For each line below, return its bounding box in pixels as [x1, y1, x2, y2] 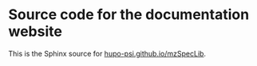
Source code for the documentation [8, 6, 250, 24]
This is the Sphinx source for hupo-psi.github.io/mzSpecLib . [8, 49, 206, 58]
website [8, 22, 62, 41]
